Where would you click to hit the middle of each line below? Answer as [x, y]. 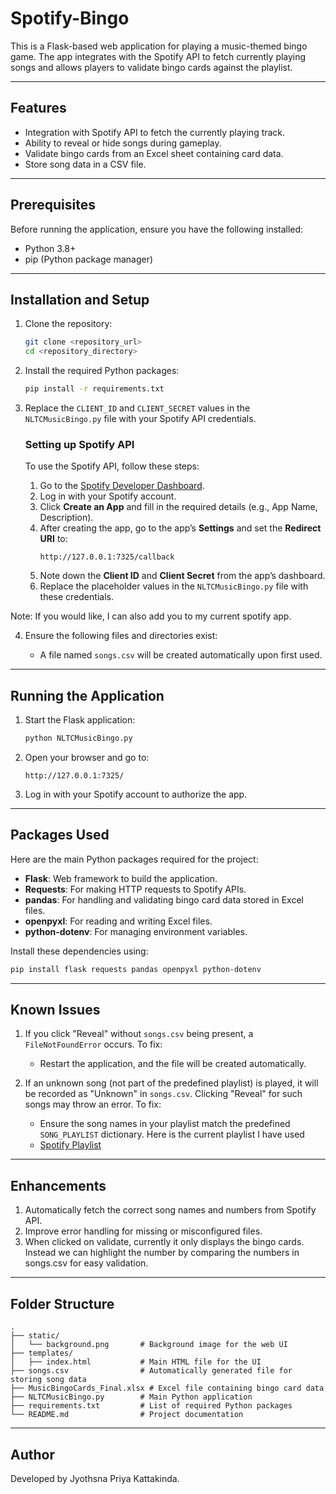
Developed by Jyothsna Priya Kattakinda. [95, 1478]
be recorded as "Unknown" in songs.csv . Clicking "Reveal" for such [163, 1094]
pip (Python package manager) [89, 259]
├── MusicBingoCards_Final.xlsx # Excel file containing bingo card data [167, 1388]
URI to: [53, 539]
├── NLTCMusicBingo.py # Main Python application [131, 1397]
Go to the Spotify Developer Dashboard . [122, 486]
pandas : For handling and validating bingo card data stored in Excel [164, 899]
